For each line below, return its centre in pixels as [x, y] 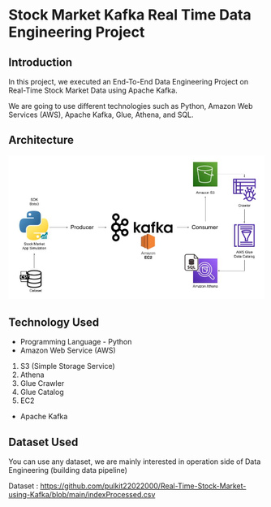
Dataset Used [43, 442]
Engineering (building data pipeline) [68, 470]
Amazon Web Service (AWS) [68, 350]
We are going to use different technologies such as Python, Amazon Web [131, 106]
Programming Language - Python [76, 342]
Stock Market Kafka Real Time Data [130, 15]
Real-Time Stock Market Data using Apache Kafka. [93, 90]
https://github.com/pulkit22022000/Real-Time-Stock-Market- [143, 486]
